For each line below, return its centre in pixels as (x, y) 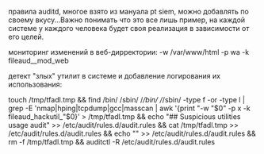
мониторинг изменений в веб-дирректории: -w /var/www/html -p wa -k (129, 52)
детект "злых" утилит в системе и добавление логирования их (114, 76)
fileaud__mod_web (38, 60)
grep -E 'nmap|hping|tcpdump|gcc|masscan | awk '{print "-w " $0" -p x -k (130, 108)
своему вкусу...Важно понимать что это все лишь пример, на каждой (127, 20)
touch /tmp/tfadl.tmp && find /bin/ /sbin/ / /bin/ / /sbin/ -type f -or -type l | (127, 100)
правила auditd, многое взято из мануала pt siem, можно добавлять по (129, 12)
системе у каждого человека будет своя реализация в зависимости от (129, 28)
